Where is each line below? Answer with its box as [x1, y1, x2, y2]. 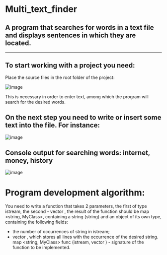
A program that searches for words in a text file [5, 23, 154, 32]
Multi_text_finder [5, 3, 78, 15]
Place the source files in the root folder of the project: [5, 74, 115, 80]
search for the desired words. [5, 99, 66, 105]
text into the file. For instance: [5, 121, 100, 129]
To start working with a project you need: [5, 61, 135, 70]
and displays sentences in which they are [5, 31, 136, 39]
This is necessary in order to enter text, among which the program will [5, 93, 149, 100]
